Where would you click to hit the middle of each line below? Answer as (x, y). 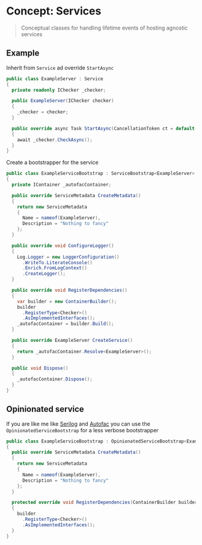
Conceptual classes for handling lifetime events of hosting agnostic (104, 28)
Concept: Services (54, 11)
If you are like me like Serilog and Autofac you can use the (78, 424)
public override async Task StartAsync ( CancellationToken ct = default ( (105, 128)
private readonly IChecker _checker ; (59, 90)
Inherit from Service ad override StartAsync (60, 68)
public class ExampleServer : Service (55, 79)
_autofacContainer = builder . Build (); (66, 324)
